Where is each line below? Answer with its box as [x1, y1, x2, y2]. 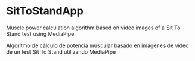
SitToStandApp [6, 4, 84, 18]
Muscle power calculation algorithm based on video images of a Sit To [6, 24, 181, 31]
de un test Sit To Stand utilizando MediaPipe [6, 48, 116, 55]
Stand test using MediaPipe [6, 30, 75, 37]
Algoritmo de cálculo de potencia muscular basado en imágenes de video [6, 42, 189, 49]
